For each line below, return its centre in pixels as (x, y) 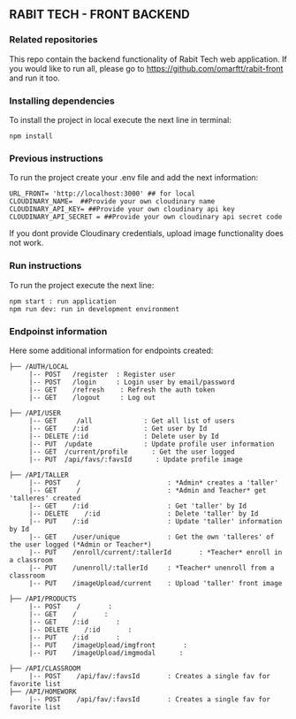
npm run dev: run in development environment (94, 309)
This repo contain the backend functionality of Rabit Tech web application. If (148, 59)
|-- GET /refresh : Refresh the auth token (122, 390)
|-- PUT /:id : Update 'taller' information (156, 521)
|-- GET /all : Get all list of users (132, 421)
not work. (27, 243)
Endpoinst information (58, 331)
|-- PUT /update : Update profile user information (152, 444)
